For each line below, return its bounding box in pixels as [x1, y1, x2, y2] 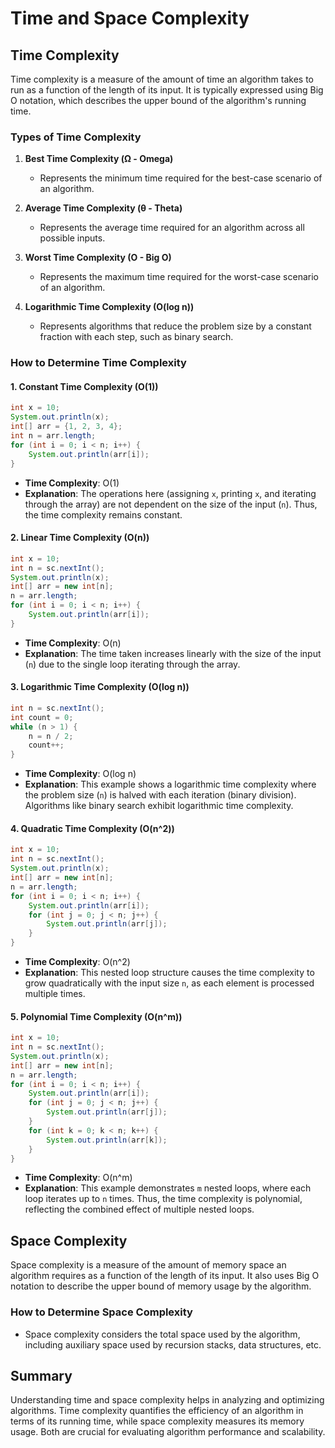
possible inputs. [39, 232, 106, 244]
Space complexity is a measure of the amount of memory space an [10, 1259, 287, 1271]
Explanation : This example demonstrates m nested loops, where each [24, 1182, 312, 1194]
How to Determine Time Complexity [10, 356, 187, 370]
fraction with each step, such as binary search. [39, 331, 234, 343]
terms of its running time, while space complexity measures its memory [10, 1415, 305, 1427]
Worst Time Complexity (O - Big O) [24, 252, 172, 264]
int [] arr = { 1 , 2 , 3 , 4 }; [10, 422, 123, 432]
